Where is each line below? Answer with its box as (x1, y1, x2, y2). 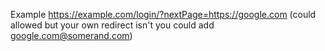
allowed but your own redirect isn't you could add (10, 19, 215, 31)
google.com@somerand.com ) (10, 30, 133, 41)
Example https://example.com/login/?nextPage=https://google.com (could (10, 9, 317, 20)
